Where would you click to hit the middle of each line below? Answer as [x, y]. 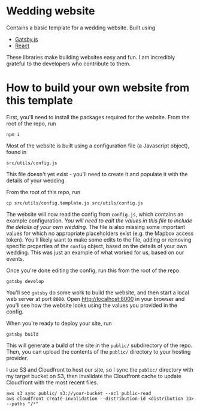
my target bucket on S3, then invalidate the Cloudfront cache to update [94, 376]
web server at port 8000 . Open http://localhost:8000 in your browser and [96, 299]
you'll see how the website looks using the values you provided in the [92, 305]
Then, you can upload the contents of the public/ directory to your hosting [99, 351]
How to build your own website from [98, 88]
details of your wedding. [36, 180]
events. [15, 258]
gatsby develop [25, 281]
